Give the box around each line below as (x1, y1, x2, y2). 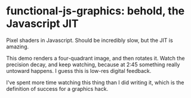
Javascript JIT (6, 17, 79, 30)
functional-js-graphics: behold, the (6, 4, 185, 18)
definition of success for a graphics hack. (6, 85, 109, 92)
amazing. (6, 43, 29, 50)
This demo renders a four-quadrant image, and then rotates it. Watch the (6, 54, 185, 62)
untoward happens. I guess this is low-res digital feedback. (6, 67, 152, 74)
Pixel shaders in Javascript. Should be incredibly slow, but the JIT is (6, 36, 173, 44)
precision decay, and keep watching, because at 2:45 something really (6, 61, 180, 68)
